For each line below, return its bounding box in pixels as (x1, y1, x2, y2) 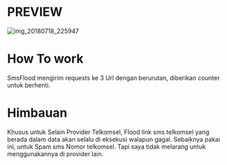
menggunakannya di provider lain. (7, 149, 104, 158)
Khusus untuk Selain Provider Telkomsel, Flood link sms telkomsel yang (7, 128, 210, 136)
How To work (7, 51, 84, 67)
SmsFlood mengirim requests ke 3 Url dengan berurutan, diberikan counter (7, 74, 220, 82)
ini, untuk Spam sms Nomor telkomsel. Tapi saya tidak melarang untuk (7, 142, 206, 151)
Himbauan (7, 105, 67, 121)
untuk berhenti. (7, 80, 50, 89)
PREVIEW (7, 4, 63, 20)
